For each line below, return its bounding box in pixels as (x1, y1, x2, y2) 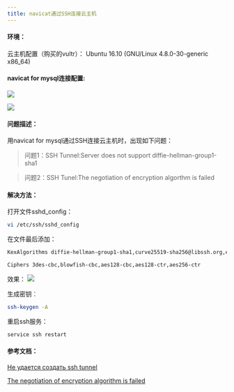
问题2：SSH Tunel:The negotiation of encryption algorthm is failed (24, 174, 214, 182)
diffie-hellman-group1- (152, 151, 217, 160)
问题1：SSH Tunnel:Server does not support (24, 151, 151, 160)
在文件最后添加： (7, 235, 56, 243)
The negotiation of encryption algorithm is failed (7, 377, 146, 385)
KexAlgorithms (7, 249, 49, 256)
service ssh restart (7, 331, 68, 338)
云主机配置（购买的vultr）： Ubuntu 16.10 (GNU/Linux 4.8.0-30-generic (7, 50, 209, 58)
